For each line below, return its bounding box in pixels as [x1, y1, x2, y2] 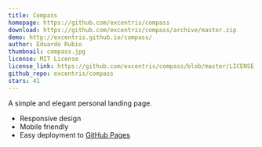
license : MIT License [8, 56, 79, 63]
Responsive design [19, 113, 82, 123]
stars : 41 [8, 77, 41, 84]
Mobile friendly [19, 122, 69, 131]
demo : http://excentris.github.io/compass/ [8, 33, 153, 41]
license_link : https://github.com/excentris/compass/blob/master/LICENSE [8, 63, 255, 70]
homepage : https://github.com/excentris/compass [8, 19, 170, 27]
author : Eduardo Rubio [8, 41, 82, 48]
